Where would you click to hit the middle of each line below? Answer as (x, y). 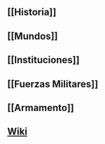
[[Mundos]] (33, 36)
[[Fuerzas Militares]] (53, 84)
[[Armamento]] (41, 108)
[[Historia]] (32, 12)
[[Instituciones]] (43, 60)
